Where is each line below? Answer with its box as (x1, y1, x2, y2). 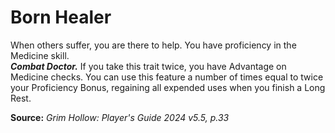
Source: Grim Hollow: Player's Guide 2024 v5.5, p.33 (10, 111, 230, 123)
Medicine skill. (10, 49, 70, 61)
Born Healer (10, 6, 112, 29)
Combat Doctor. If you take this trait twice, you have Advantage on (10, 60, 287, 72)
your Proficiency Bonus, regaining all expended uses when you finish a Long (10, 81, 326, 93)
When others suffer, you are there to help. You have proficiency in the (10, 39, 297, 51)
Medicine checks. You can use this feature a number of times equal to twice (10, 71, 324, 83)
